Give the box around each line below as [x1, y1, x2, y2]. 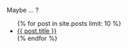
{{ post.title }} [16, 27, 57, 35]
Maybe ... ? [6, 6, 40, 14]
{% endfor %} [16, 34, 58, 42]
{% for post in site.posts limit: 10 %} [16, 19, 122, 27]
